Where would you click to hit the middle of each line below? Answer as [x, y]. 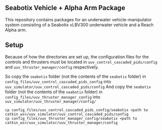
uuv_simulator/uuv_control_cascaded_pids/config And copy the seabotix [78, 87]
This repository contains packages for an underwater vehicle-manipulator [79, 19]
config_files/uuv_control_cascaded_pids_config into [58, 81]
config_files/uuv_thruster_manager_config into [53, 97]
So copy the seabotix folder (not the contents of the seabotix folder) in [76, 76]
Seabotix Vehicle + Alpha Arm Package [65, 8]
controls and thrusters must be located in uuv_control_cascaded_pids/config [81, 62]
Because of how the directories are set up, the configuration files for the [77, 57]
